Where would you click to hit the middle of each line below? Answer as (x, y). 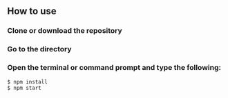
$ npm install (28, 82)
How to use (32, 11)
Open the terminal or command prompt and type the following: (114, 68)
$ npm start (24, 88)
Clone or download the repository (65, 31)
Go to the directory (39, 49)
